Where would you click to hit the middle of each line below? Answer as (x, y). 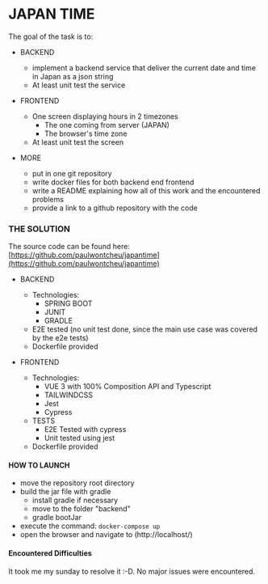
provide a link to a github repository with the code (115, 208)
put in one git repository (72, 173)
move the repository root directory (77, 483)
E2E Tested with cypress (85, 430)
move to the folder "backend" (81, 509)
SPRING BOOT (68, 303)
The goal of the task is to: (51, 36)
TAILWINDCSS (68, 395)
